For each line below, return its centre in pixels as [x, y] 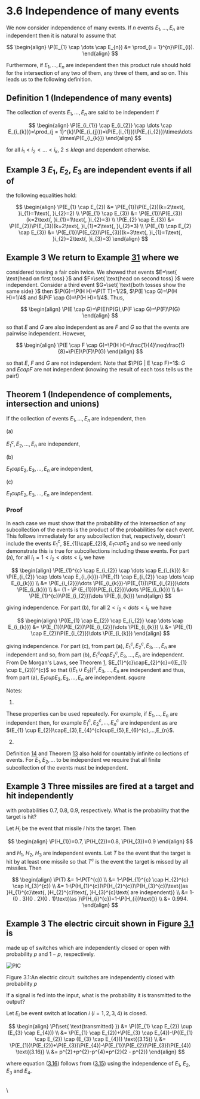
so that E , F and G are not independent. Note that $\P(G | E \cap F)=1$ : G [96, 363]
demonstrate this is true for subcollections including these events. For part [98, 551]
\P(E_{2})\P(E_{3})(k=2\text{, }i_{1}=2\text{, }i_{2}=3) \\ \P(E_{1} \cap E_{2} [100, 226]
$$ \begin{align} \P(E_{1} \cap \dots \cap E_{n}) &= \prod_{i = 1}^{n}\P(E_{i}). [100, 47]
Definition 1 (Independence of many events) [89, 98]
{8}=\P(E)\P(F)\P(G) [82, 351]
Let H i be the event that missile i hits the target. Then [71, 829]
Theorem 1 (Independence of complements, [89, 394]
